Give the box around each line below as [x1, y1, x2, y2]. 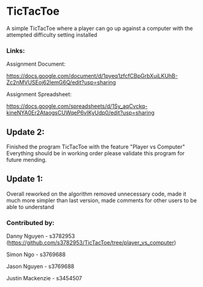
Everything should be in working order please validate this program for [6, 150, 185, 157]
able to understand [6, 203, 54, 210]
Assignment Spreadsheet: [6, 91, 72, 98]
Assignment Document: [6, 60, 66, 68]
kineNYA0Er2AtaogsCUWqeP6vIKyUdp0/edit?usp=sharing [6, 109, 155, 117]
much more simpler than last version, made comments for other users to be [6, 196, 197, 204]
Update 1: [6, 174, 44, 185]
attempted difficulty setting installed [6, 31, 98, 38]
